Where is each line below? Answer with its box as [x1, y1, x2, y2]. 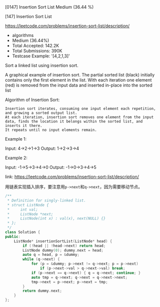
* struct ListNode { [7, 202, 49, 207]
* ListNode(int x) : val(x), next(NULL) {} [7, 216, 106, 221]
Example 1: [5, 136, 27, 142]
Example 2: [5, 155, 28, 161]
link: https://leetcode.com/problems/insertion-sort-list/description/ [5, 174, 139, 180]
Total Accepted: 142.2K [12, 43, 60, 48]
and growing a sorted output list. [5, 110, 78, 115]
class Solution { [5, 230, 40, 235]
